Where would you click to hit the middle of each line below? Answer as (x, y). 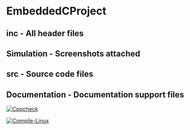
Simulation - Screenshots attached (73, 53)
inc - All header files (45, 33)
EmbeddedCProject (57, 11)
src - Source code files (50, 74)
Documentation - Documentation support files (95, 94)
